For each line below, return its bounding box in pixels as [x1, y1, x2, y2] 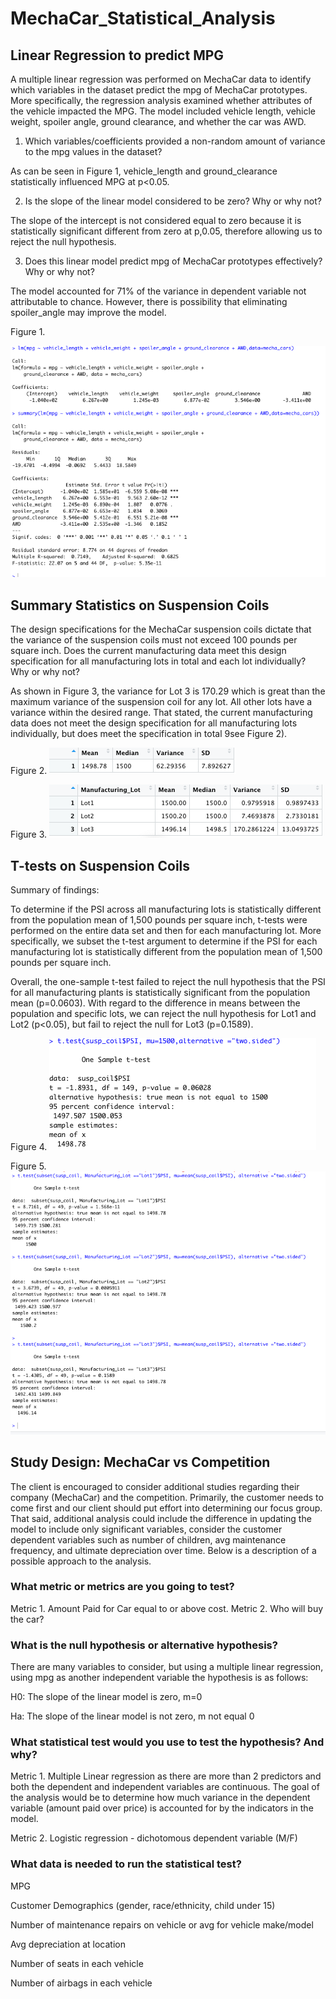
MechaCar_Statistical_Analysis [10, 7, 276, 30]
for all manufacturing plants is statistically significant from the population [10, 986, 311, 998]
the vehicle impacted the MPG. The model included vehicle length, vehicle [10, 105, 317, 117]
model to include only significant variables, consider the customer [10, 1523, 283, 1535]
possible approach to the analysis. [10, 1555, 152, 1567]
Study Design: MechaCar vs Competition [10, 1454, 271, 1471]
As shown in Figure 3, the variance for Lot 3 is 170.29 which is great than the [10, 685, 326, 697]
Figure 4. [10, 1140, 48, 1152]
